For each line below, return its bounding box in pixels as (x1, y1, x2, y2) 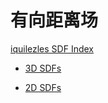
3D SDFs (24, 62, 62, 74)
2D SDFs (24, 81, 62, 93)
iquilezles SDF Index (10, 42, 94, 55)
